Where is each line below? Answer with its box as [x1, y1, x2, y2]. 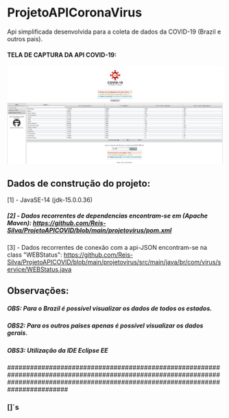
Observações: [7, 285, 69, 297]
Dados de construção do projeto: [7, 177, 151, 189]
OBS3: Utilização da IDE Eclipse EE [7, 346, 108, 354]
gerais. [7, 329, 28, 337]
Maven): [7, 218, 32, 227]
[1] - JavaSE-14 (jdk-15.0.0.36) [7, 196, 93, 204]
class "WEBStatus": [7, 251, 63, 259]
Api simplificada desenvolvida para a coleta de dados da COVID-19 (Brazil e [7, 27, 221, 36]
